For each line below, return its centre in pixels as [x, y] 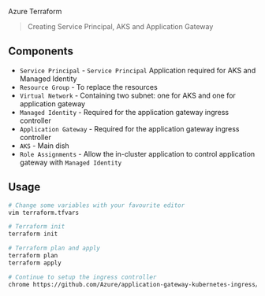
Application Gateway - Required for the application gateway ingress [129, 128]
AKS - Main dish [44, 146]
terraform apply [35, 263]
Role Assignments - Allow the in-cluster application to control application [137, 154]
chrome [19, 284]
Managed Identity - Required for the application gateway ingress [124, 112]
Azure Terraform [35, 11]
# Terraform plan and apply [54, 248]
